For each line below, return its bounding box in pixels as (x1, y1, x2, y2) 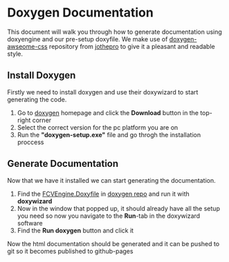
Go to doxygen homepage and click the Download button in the (17, 108, 199, 117)
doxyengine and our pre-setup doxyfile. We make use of (7, 34, 168, 43)
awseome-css (7, 42, 48, 50)
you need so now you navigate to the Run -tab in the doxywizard (17, 212, 201, 220)
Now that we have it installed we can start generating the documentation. (7, 176, 216, 184)
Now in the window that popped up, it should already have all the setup (17, 204, 220, 212)
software (17, 219, 43, 227)
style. (7, 50, 23, 58)
